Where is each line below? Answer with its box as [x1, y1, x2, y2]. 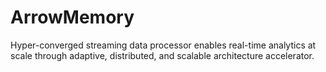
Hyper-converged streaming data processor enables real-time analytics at [10, 39, 317, 51]
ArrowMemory [10, 6, 135, 29]
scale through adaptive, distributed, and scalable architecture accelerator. [10, 49, 315, 61]
